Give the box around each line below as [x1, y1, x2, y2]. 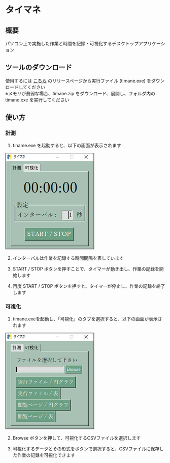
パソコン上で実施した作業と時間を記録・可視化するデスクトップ [5, 41, 139, 46]
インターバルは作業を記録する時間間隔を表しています [12, 255, 124, 261]
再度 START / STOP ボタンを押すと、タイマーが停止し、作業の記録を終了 [12, 283, 165, 289]
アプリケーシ [138, 41, 165, 46]
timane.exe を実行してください [5, 97, 70, 103]
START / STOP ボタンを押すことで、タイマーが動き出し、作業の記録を [12, 265, 160, 272]
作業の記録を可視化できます [17, 452, 75, 458]
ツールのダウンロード [5, 63, 72, 72]
